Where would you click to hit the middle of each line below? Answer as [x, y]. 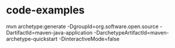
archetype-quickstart [32, 39]
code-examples [45, 10]
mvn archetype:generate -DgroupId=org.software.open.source [82, 26]
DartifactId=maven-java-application [49, 32]
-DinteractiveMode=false [89, 39]
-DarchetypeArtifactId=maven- [131, 32]
